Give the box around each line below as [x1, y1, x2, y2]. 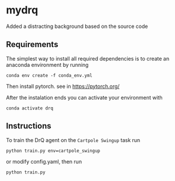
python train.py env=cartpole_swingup [6, 148, 100, 154]
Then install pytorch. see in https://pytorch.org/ [6, 83, 120, 90]
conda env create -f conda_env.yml [6, 72, 93, 79]
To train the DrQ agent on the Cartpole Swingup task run [6, 136, 141, 143]
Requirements [6, 40, 58, 49]
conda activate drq [6, 105, 54, 111]
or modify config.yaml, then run [6, 158, 82, 165]
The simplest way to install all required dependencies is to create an [6, 55, 170, 62]
